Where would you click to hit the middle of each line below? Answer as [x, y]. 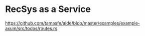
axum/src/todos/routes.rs [31, 28]
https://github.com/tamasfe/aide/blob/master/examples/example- [73, 23]
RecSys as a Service [48, 9]
